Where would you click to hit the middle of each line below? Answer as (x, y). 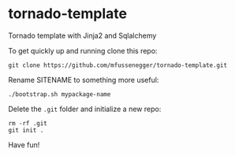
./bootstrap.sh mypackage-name (60, 94)
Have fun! (24, 145)
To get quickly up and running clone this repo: (83, 50)
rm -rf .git (28, 123)
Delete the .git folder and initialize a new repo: (85, 109)
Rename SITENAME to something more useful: (84, 80)
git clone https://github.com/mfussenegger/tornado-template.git (117, 65)
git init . (26, 130)
